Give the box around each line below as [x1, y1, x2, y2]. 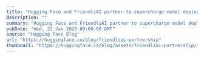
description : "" [6, 14, 47, 21]
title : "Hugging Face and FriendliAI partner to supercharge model [6, 8, 181, 15]
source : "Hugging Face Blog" [6, 31, 80, 37]
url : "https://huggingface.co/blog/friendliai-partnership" [6, 37, 162, 43]
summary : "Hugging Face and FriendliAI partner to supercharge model [6, 20, 186, 26]
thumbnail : [6, 43, 34, 49]
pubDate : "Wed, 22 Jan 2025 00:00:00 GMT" [6, 25, 115, 32]
